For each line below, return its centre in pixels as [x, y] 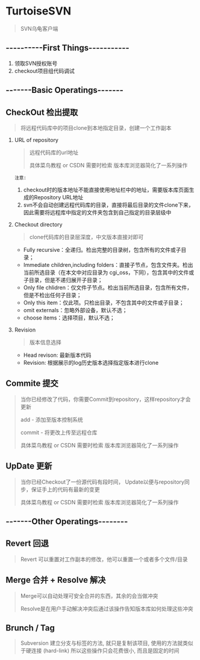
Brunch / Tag [30, 628]
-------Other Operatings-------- [67, 521]
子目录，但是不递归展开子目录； [63, 280]
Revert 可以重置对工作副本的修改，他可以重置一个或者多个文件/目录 [104, 559]
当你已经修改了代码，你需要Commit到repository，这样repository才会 [105, 399]
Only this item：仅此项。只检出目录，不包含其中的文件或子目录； [104, 303]
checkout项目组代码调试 [44, 71]
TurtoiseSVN [39, 11]
